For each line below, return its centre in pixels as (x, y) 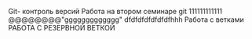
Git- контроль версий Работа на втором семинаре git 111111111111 (115, 11)
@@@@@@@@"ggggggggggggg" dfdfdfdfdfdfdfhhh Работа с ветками (126, 19)
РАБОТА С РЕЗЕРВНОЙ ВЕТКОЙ (62, 28)
